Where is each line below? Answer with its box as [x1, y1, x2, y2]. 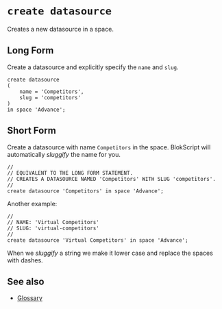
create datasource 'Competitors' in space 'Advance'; [7, 187, 164, 195]
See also [7, 275, 45, 287]
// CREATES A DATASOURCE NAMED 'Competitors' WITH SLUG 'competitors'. [7, 175, 216, 182]
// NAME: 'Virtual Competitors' [7, 219, 99, 225]
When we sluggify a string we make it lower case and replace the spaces [7, 249, 214, 257]
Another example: [7, 199, 58, 208]
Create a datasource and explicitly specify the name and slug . [7, 63, 180, 71]
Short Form [7, 125, 56, 136]
